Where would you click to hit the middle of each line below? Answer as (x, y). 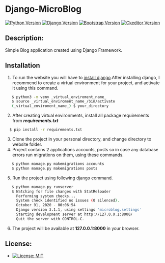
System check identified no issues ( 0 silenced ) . (68, 200)
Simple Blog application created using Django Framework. (64, 50)
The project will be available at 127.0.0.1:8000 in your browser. (76, 228)
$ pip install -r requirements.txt (46, 130)
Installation (23, 66)
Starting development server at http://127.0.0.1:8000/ (74, 214)
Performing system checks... (46, 196)
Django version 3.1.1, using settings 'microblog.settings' (79, 210)
